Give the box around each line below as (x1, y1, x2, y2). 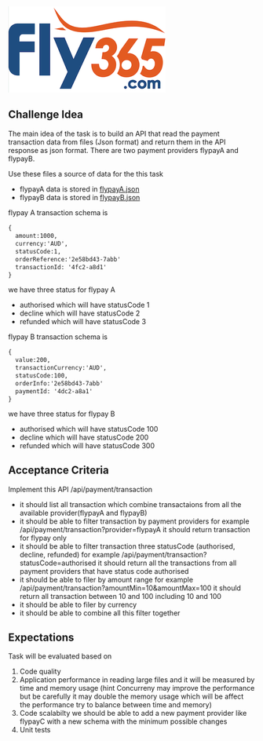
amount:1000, (15, 232, 58, 239)
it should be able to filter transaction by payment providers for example (19, 517, 250, 526)
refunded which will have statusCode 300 (19, 440, 155, 450)
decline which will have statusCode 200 (19, 433, 149, 442)
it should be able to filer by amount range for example (19, 575, 194, 584)
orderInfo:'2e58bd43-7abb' (15, 379, 104, 387)
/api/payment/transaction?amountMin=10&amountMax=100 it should (19, 583, 242, 593)
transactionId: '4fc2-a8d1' (15, 263, 108, 271)
